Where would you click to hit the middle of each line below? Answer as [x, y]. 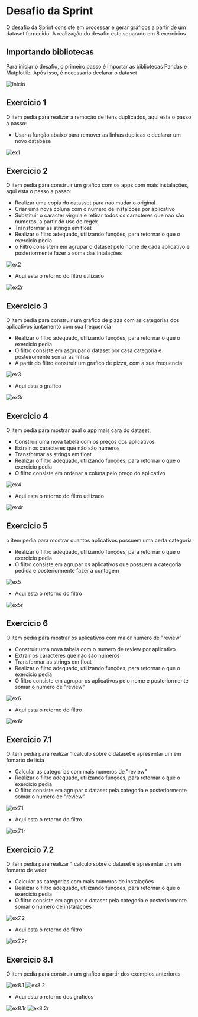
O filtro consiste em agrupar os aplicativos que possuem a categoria [98, 564]
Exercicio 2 [27, 170]
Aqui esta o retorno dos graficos [54, 997]
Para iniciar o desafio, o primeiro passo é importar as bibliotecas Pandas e [97, 66]
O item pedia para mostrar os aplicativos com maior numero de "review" [94, 638]
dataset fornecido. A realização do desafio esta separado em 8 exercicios [96, 33]
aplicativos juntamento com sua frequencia [59, 327]
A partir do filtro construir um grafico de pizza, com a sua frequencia [98, 363]
